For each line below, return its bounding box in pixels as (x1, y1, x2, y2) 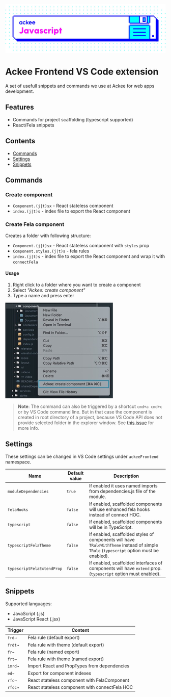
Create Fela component (5, 221, 65, 228)
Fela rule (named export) (27, 649, 80, 655)
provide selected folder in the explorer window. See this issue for (17, 420, 154, 426)
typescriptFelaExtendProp (7, 566, 63, 572)
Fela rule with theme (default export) (27, 641, 104, 648)
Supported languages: (5, 601, 52, 607)
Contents (5, 137, 36, 145)
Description (113, 473, 139, 479)
